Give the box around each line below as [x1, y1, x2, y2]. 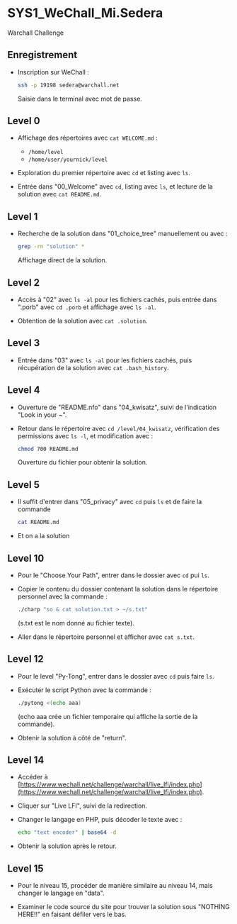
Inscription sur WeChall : [17, 67, 90, 76]
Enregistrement [7, 49, 78, 61]
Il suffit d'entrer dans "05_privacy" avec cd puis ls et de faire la [17, 498, 202, 506]
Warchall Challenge [7, 28, 64, 37]
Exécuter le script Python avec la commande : [17, 686, 152, 694]
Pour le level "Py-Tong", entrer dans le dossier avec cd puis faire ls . [17, 672, 214, 680]
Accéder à [17, 773, 48, 781]
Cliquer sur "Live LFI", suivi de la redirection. [17, 801, 147, 810]
